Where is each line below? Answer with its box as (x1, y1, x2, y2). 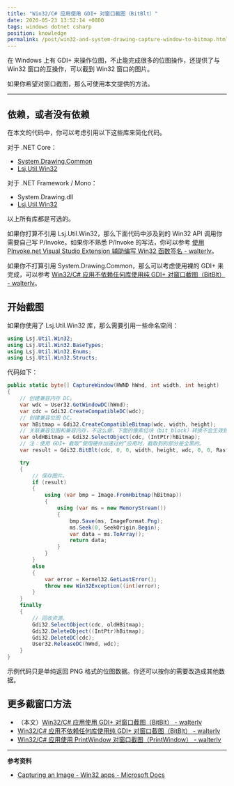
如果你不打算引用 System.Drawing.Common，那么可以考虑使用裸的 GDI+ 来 (7, 261, 224, 270)
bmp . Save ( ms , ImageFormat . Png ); (69, 517, 164, 525)
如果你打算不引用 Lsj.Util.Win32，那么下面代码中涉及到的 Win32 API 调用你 (7, 229, 223, 238)
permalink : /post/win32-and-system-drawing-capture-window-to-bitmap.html (7, 36, 229, 43)
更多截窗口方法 (7, 698, 72, 710)
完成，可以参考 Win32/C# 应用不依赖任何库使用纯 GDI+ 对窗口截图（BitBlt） (7, 270, 226, 279)
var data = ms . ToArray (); (69, 530, 145, 537)
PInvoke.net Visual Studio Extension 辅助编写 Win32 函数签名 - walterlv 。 (7, 247, 218, 255)
